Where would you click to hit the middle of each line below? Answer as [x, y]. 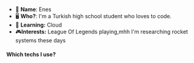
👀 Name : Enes [33, 9]
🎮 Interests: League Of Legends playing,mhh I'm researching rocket [102, 31]
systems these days [40, 40]
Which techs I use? [31, 54]
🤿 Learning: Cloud [39, 25]
